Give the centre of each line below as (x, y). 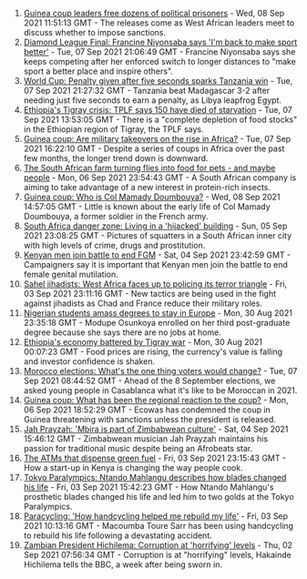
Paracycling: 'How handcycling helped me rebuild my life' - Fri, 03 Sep (156, 516)
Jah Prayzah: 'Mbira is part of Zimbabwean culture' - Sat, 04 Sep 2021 (156, 429)
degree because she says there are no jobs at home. (122, 332)
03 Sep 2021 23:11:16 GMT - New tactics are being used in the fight (150, 294)
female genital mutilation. (71, 274)
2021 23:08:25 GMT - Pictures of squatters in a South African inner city (158, 235)
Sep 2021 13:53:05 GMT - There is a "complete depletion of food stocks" (160, 119)
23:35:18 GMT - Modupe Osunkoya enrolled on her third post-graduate (157, 323)
